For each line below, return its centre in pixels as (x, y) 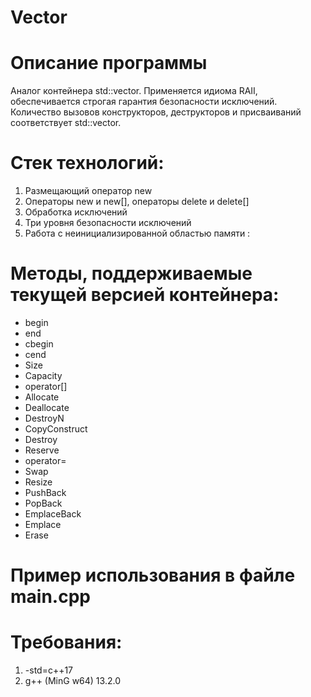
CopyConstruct (56, 429)
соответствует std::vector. (66, 123)
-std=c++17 (49, 670)
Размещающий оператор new (88, 191)
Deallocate (47, 407)
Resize (38, 482)
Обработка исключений (76, 212)
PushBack (45, 492)
